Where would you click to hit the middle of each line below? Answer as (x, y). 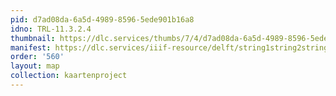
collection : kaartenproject (69, 76)
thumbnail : (33, 38)
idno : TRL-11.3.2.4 (51, 29)
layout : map (35, 66)
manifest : (31, 47)
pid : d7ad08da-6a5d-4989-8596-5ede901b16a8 (102, 19)
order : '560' (37, 57)
